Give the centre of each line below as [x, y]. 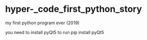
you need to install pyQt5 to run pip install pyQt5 [55, 32]
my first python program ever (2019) [42, 23]
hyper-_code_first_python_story [73, 9]
